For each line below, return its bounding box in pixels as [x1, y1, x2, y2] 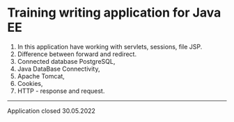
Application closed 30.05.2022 [7, 106, 96, 115]
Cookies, [17, 79, 43, 87]
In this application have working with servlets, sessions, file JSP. [17, 42, 203, 51]
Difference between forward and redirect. [17, 50, 137, 58]
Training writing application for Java [7, 5, 221, 21]
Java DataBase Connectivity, [17, 64, 100, 73]
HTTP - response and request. [17, 87, 105, 95]
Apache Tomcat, [17, 71, 65, 80]
